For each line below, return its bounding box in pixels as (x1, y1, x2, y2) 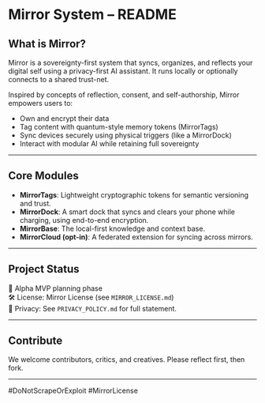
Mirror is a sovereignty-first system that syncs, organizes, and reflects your (8, 58, 253, 67)
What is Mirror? (8, 37, 87, 51)
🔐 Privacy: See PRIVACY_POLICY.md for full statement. (8, 303, 177, 313)
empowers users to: (8, 99, 73, 107)
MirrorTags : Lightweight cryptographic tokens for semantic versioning (19, 190, 249, 199)
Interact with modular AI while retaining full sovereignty (19, 139, 200, 148)
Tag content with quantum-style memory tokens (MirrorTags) (19, 122, 218, 131)
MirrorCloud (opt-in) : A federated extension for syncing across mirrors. (19, 232, 254, 242)
